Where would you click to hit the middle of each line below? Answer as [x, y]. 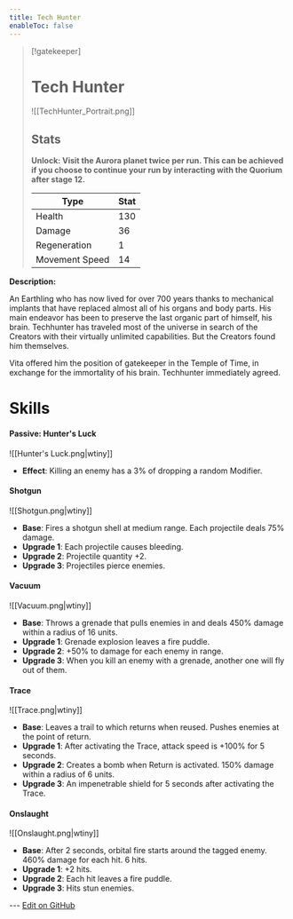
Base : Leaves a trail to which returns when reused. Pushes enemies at [150, 727]
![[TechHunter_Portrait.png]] [83, 111]
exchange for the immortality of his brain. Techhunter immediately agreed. [145, 373]
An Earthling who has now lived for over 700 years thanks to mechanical [141, 299]
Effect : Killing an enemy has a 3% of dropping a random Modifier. [142, 471]
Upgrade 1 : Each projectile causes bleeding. [103, 546]
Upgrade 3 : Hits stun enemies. [78, 888]
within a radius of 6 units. [68, 774]
